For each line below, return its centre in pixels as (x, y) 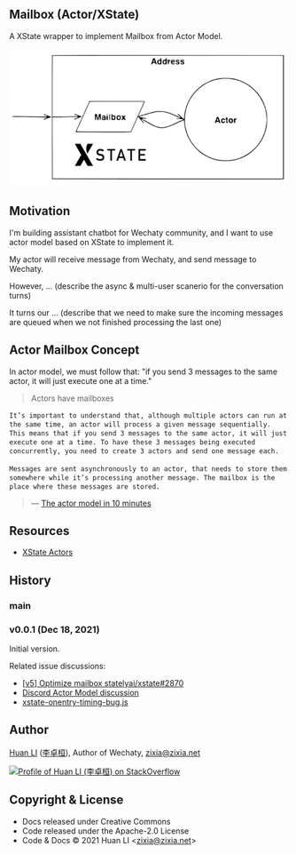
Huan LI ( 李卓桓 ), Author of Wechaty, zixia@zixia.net (105, 752)
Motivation (40, 211)
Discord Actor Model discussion (80, 692)
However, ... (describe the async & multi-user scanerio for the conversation (146, 286)
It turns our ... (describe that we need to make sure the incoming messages (146, 312)
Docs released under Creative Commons (96, 821)
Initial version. (35, 649)
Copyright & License (66, 800)
